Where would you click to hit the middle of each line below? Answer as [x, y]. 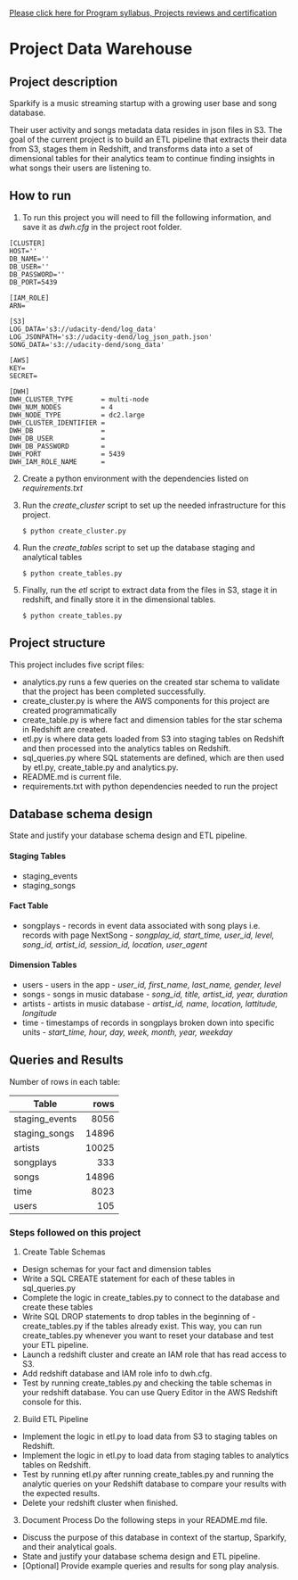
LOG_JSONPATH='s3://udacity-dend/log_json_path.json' [111, 337]
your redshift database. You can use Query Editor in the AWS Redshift [150, 1393]
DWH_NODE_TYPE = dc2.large [77, 415]
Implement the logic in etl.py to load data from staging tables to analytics [155, 1456]
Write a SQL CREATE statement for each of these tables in [129, 1278]
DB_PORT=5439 [33, 282]
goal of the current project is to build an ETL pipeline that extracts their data [148, 139]
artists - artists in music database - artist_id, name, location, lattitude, [150, 1004]
